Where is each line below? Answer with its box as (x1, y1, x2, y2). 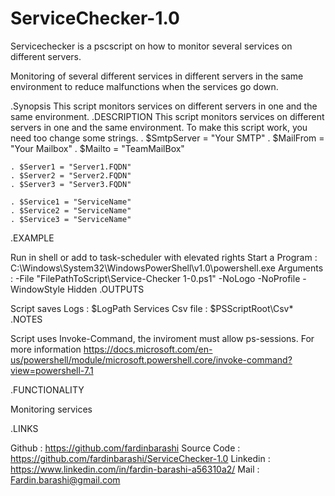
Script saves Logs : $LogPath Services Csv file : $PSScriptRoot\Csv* (10, 302, 294, 314)
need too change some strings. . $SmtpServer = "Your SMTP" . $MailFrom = (10, 132, 325, 144)
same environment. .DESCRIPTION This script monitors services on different (10, 110, 325, 122)
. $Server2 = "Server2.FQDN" (10, 170, 132, 181)
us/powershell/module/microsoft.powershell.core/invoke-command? (10, 353, 293, 366)
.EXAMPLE (10, 232, 55, 244)
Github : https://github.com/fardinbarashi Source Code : (10, 442, 241, 454)
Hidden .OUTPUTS (66, 283, 145, 295)
